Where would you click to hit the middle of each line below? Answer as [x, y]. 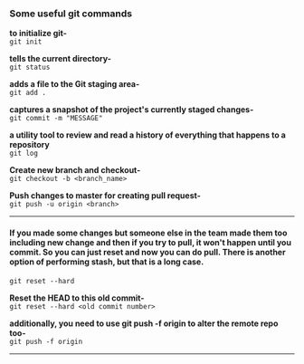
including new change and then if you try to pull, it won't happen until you [151, 242]
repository [29, 145]
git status [30, 67]
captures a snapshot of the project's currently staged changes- [132, 110]
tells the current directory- [60, 59]
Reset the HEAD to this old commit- [77, 298]
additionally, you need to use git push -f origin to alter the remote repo [144, 323]
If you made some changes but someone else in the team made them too [148, 233]
